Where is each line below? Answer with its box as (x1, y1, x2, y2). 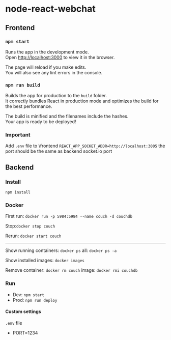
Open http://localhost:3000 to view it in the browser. (5, 54, 115, 60)
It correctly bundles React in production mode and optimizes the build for (5, 98, 159, 104)
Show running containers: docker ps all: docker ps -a (5, 247, 117, 253)
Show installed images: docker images (5, 258, 85, 264)
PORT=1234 (12, 329, 38, 336)
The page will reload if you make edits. (5, 64, 87, 70)
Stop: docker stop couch (5, 223, 55, 229)
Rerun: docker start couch (5, 233, 62, 239)
